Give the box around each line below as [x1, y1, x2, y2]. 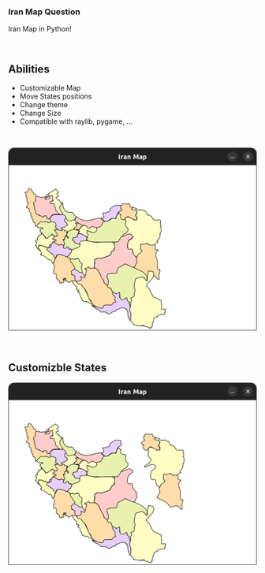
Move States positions [19, 91, 92, 101]
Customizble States [8, 361, 107, 374]
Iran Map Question [8, 6, 80, 17]
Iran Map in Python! [8, 24, 73, 34]
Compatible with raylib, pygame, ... [19, 117, 132, 126]
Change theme [19, 100, 69, 110]
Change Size [19, 109, 62, 118]
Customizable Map [19, 84, 81, 93]
